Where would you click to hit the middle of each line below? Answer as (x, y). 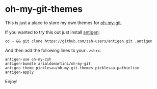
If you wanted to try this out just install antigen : (52, 32)
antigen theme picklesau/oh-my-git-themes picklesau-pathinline (72, 68)
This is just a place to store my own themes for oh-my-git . (64, 23)
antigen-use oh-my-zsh (28, 59)
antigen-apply (20, 72)
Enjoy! (12, 81)
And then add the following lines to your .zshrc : (53, 50)
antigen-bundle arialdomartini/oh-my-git (48, 63)
